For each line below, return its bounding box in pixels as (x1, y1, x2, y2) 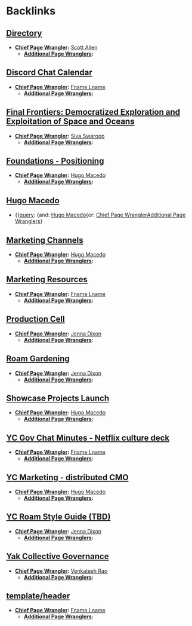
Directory (6, 28, 42, 38)
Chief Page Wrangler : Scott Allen (14, 44, 98, 51)
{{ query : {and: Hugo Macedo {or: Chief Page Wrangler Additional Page (14, 211, 186, 219)
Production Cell (6, 314, 65, 324)
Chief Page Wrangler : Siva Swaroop (14, 132, 105, 139)
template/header (6, 591, 70, 601)
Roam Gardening (6, 354, 70, 364)
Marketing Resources (6, 274, 88, 285)
